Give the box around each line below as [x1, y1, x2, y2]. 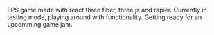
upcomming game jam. [7, 21, 73, 28]
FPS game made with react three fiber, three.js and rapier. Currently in [7, 6, 208, 14]
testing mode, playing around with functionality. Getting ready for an [7, 13, 202, 21]
